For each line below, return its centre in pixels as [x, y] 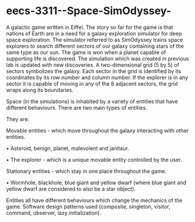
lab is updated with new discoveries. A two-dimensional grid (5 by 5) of [93, 65]
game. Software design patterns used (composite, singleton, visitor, [88, 206]
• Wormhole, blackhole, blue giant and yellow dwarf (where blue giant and [96, 182]
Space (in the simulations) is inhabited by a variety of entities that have [92, 101]
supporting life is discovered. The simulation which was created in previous [98, 58]
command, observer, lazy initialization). [54, 213]
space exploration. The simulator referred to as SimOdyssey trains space [95, 40]
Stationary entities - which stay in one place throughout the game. [86, 171]
